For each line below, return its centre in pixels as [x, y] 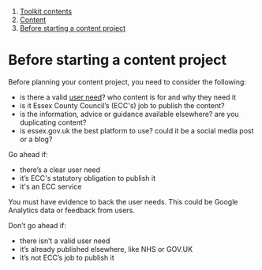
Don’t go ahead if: [37, 225]
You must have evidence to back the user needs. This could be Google [123, 201]
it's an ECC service [51, 186]
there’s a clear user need [60, 170]
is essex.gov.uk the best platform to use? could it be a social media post [137, 130]
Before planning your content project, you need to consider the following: [127, 81]
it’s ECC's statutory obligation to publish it [88, 178]
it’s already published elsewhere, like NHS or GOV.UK [106, 249]
